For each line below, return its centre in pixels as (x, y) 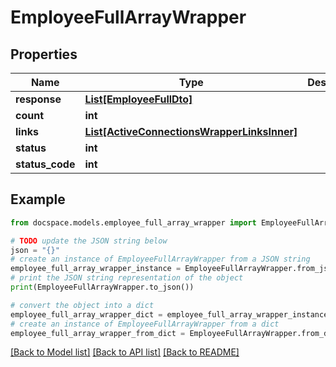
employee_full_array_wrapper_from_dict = (98, 333)
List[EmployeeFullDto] (138, 99)
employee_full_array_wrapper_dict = (86, 314)
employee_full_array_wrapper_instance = (96, 269)
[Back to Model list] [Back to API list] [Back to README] (125, 352)
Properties (44, 54)
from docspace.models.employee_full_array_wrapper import (133, 222)
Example (38, 199)
